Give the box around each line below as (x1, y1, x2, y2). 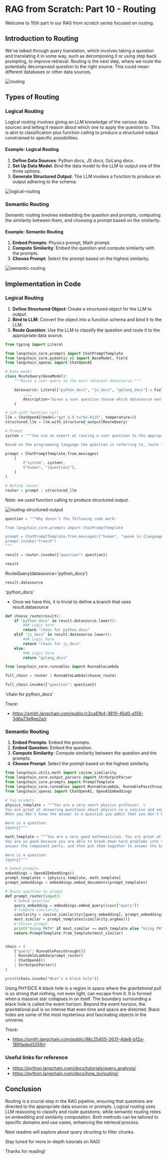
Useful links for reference (5, 1054, 68, 1061)
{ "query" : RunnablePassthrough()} (14, 948, 85, 954)
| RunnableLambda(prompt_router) (14, 953, 83, 958)
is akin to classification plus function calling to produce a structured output (5, 129, 159, 135)
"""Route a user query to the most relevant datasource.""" (14, 378, 141, 384)
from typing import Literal (5, 342, 64, 347)
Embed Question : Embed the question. (12, 745, 93, 751)
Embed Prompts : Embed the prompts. (12, 739, 90, 745)
